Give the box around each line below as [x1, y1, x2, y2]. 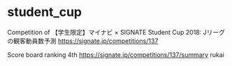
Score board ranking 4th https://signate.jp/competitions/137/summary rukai [7, 50, 225, 59]
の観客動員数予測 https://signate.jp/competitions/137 [7, 36, 159, 45]
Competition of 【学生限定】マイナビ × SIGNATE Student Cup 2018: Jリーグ [7, 28, 226, 36]
